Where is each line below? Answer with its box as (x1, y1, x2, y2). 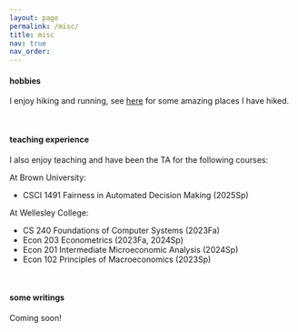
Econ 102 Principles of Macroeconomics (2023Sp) (22, 254, 212, 265)
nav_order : (9, 47, 51, 56)
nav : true (9, 38, 47, 48)
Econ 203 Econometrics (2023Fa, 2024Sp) (22, 234, 184, 246)
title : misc (9, 30, 55, 39)
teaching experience (9, 134, 89, 145)
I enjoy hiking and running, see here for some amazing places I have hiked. (9, 96, 290, 106)
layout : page (9, 13, 59, 23)
